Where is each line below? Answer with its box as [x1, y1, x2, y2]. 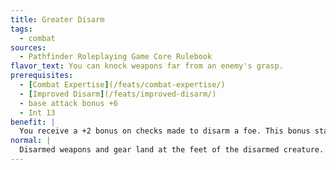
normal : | [10, 136, 52, 146]
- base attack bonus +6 [19, 98, 118, 108]
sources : [10, 42, 47, 53]
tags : [10, 24, 33, 34]
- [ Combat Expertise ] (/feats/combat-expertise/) [19, 80, 226, 90]
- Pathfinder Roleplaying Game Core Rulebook [19, 52, 213, 62]
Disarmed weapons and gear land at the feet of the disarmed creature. [19, 145, 325, 155]
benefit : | [10, 117, 56, 127]
